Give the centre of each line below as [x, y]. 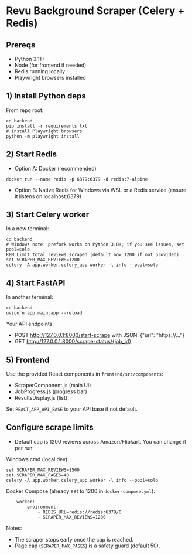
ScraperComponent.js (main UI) [53, 386]
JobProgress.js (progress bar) [51, 391]
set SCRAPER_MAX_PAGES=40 [37, 475]
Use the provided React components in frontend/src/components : [85, 374]
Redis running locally [40, 71]
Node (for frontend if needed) [50, 65]
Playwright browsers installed [50, 78]
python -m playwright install [43, 136]
